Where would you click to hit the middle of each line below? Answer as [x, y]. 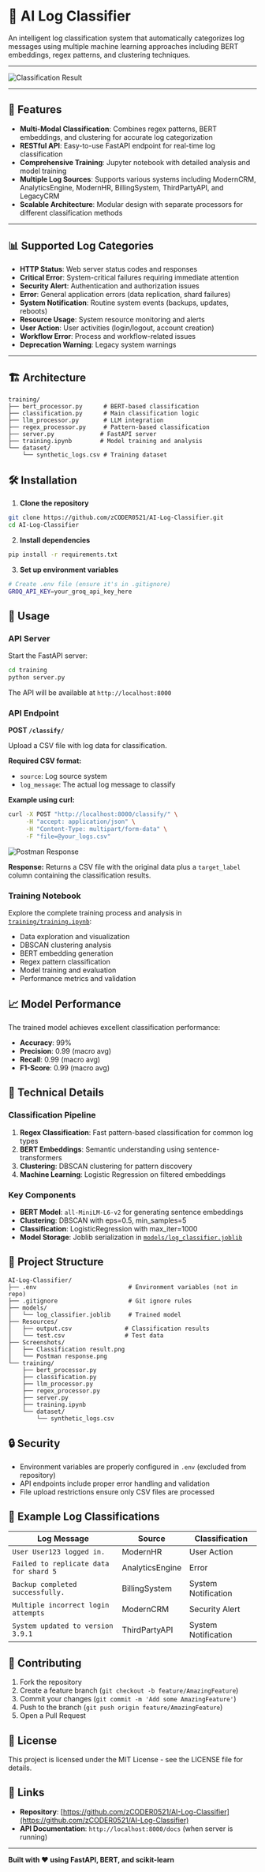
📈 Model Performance [65, 1004]
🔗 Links [26, 1793]
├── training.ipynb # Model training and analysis [105, 442]
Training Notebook [45, 896]
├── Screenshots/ [37, 1342]
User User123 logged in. [59, 1552]
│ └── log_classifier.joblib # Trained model [95, 1314]
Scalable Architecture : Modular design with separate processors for [131, 204]
